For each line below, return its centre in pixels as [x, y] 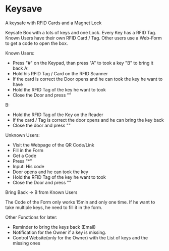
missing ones [26, 243]
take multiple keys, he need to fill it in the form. [54, 207]
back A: [20, 68]
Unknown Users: [23, 135]
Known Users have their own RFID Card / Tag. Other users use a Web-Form [84, 38]
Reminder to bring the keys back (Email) [54, 227]
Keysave [24, 9]
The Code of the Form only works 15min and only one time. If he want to [80, 202]
